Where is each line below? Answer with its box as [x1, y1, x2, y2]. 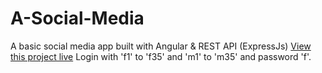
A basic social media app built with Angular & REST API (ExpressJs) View [10, 40, 312, 52]
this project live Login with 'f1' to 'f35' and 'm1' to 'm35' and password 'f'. [10, 50, 312, 62]
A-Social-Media [10, 7, 145, 30]
